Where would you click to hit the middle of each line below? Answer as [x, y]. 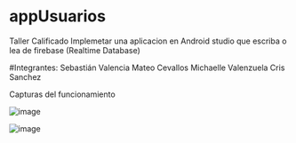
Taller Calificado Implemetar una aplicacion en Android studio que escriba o [148, 41]
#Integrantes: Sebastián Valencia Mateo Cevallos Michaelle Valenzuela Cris [147, 68]
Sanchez [25, 76]
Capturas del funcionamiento [62, 94]
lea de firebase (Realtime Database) [75, 50]
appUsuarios [58, 16]
